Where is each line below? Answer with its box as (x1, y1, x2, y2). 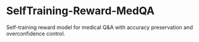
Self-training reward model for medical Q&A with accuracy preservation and (6, 24, 193, 31)
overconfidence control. (6, 30, 66, 37)
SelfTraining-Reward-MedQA (6, 4, 155, 18)
